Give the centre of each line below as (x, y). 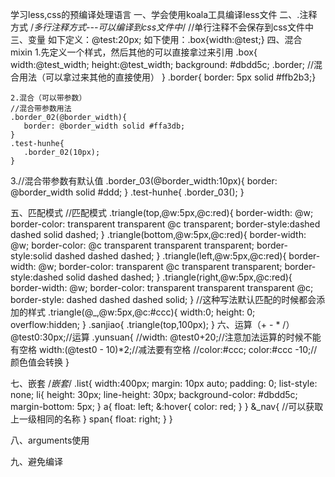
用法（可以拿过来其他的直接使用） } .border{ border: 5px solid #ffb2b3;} (167, 77)
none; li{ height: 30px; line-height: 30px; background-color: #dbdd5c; (154, 394)
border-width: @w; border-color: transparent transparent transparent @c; (162, 287)
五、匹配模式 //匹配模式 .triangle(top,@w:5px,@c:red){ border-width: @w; (162, 212)
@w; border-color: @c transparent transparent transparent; (132, 245)
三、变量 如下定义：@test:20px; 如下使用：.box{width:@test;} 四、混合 (156, 39)
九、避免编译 (36, 461)
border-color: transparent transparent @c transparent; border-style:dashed (165, 224)
